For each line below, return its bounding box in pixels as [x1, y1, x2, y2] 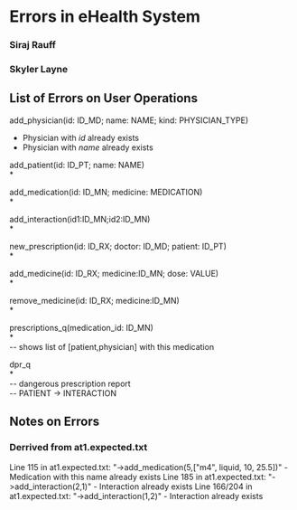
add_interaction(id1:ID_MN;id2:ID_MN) [9, 213, 151, 224]
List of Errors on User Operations [9, 90, 199, 106]
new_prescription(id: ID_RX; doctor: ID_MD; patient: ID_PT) [9, 241, 227, 251]
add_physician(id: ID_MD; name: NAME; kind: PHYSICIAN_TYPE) [9, 115, 249, 126]
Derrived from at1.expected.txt [9, 441, 148, 454]
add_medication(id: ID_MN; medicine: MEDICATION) [9, 186, 203, 197]
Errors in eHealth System [9, 6, 201, 27]
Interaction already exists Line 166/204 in [98, 481, 253, 492]
